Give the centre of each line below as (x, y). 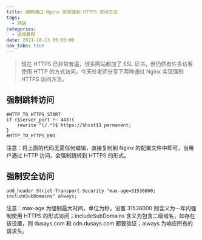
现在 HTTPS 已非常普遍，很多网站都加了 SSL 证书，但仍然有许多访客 (107, 64)
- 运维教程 (24, 35)
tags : (13, 18)
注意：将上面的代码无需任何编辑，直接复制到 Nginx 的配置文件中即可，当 (98, 148)
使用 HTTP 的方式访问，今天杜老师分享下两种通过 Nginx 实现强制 (102, 71)
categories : (21, 29)
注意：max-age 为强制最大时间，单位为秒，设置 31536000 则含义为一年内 (99, 208)
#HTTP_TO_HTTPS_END (31, 135)
